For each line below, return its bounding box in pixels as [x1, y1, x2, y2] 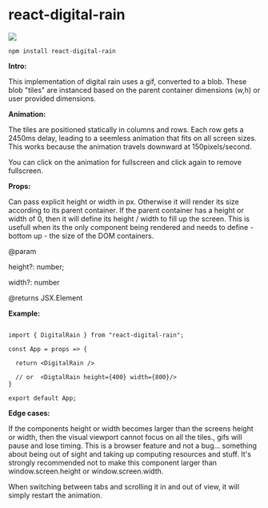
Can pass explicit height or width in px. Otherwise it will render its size [8, 196, 240, 206]
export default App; [8, 394, 78, 402]
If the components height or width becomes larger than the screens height [8, 423, 254, 433]
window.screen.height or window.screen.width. [8, 466, 164, 476]
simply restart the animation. [8, 490, 102, 500]
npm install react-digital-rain [8, 46, 116, 55]
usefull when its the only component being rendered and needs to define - [8, 222, 254, 232]
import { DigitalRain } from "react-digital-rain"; [8, 331, 184, 339]
